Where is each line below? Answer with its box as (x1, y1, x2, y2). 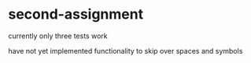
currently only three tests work (8, 31, 108, 40)
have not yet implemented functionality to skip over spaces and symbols (8, 46, 243, 55)
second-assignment (8, 5, 144, 23)
